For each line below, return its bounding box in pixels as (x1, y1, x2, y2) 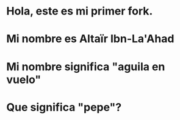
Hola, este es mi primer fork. (6, 4, 153, 18)
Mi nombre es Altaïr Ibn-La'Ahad (6, 32, 175, 46)
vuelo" (6, 73, 41, 86)
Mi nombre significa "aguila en (6, 59, 165, 73)
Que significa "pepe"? (6, 100, 122, 114)
